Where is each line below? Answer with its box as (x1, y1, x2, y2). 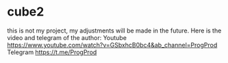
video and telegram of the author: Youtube (7, 33, 127, 41)
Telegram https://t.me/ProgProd (7, 48, 97, 56)
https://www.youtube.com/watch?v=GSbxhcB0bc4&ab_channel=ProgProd (7, 41, 218, 49)
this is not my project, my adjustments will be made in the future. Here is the (7, 26, 222, 35)
